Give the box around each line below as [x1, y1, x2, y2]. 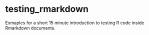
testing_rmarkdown [5, 3, 89, 15]
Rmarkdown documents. [5, 25, 56, 31]
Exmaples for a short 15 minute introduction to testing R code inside [5, 20, 144, 26]
